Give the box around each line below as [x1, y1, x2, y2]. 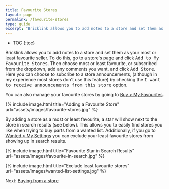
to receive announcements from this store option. [5, 82, 128, 88]
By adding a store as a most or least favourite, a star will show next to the [5, 116, 158, 122]
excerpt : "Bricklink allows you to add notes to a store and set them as [5, 26, 164, 31]
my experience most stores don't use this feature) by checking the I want [5, 77, 160, 83]
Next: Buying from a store [5, 178, 59, 184]
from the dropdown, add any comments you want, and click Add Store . [5, 66, 155, 72]
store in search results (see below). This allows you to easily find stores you [5, 122, 163, 128]
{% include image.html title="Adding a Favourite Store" [5, 101, 120, 107]
